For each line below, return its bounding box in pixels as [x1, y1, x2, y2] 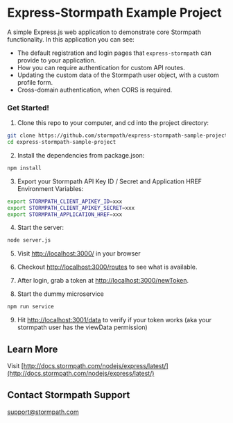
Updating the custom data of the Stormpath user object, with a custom [17, 71, 220, 79]
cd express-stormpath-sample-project [7, 139, 116, 146]
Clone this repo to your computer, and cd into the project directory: [17, 119, 209, 127]
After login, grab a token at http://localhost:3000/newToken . [17, 276, 189, 285]
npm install [7, 165, 42, 172]
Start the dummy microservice [17, 290, 104, 298]
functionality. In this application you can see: [7, 35, 135, 43]
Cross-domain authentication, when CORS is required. [17, 85, 173, 94]
